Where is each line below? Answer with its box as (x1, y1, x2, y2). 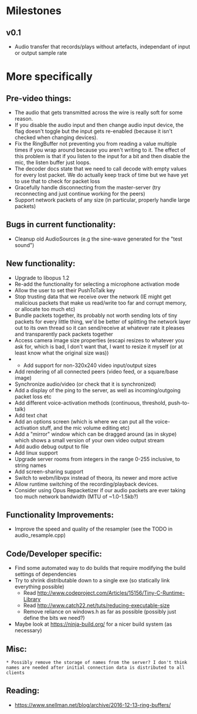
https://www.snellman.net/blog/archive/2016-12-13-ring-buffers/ (14, 701, 171, 708)
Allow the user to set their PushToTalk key (14, 286, 116, 293)
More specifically (6, 70, 93, 84)
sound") (14, 241, 35, 248)
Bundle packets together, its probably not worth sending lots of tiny (14, 312, 178, 319)
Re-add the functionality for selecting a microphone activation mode (14, 281, 180, 288)
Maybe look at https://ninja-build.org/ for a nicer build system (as (14, 620, 172, 628)
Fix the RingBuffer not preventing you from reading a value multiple (14, 140, 177, 147)
